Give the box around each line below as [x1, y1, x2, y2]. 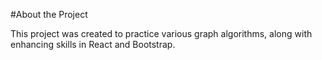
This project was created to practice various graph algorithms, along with [10, 28, 313, 39]
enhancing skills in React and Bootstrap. [10, 39, 176, 50]
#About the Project [10, 9, 88, 20]
